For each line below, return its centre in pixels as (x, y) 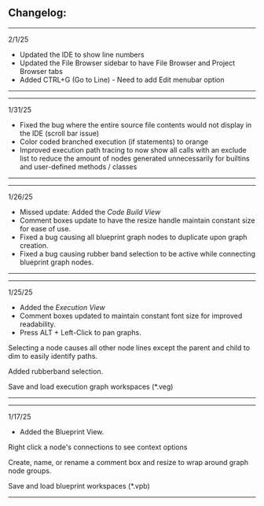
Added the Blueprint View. (62, 431)
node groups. (30, 471)
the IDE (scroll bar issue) (59, 133)
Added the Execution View (62, 307)
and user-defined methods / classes (78, 166)
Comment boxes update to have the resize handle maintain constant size (137, 220)
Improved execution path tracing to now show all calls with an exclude (133, 150)
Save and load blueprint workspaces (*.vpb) (79, 486)
